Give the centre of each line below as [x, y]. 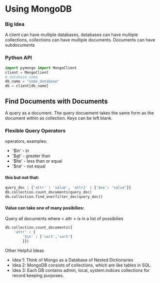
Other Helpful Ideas [25, 250]
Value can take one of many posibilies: [45, 208]
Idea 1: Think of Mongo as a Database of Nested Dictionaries [72, 260]
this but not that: [22, 177]
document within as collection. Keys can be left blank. [59, 118]
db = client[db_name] [27, 86]
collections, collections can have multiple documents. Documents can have [80, 40]
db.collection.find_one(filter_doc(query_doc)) [54, 197]
